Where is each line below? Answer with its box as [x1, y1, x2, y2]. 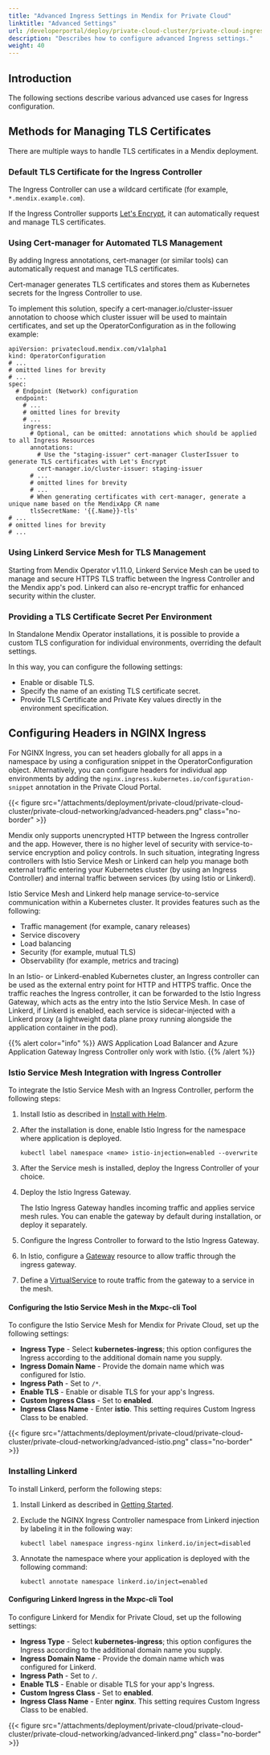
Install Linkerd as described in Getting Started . [19, 1499, 174, 1509]
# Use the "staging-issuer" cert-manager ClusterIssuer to [37, 451, 239, 459]
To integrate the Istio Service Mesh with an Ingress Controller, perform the [8, 1085, 255, 1095]
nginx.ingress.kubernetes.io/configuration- [102, 774, 255, 783]
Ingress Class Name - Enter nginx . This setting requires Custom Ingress [19, 1696, 260, 1706]
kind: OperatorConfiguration [8, 352, 106, 361]
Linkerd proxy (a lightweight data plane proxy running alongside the [8, 1014, 232, 1023]
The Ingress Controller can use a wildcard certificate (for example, [8, 184, 229, 194]
